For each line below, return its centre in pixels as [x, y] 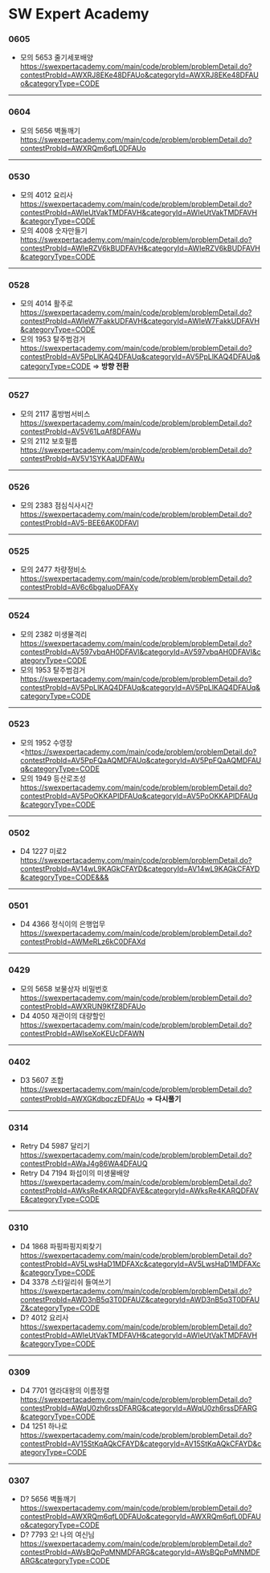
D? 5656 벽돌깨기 [48, 1499]
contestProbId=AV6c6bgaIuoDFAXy [79, 587]
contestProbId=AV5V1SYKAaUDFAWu [82, 458]
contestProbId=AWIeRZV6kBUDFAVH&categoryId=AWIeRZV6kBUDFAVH [140, 248]
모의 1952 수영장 [46, 742]
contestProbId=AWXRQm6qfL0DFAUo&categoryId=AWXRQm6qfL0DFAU [140, 1517]
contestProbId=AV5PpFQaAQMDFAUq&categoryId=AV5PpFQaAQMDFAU [141, 760]
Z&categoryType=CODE [60, 1308]
